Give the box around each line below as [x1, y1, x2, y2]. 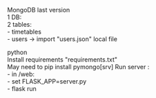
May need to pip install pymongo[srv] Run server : [7, 63, 150, 71]
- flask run [7, 85, 37, 93]
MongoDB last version [7, 6, 70, 14]
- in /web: [7, 70, 35, 78]
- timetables [7, 27, 41, 36]
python [7, 48, 28, 56]
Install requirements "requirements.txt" [7, 56, 118, 64]
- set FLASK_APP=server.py [7, 77, 87, 85]
